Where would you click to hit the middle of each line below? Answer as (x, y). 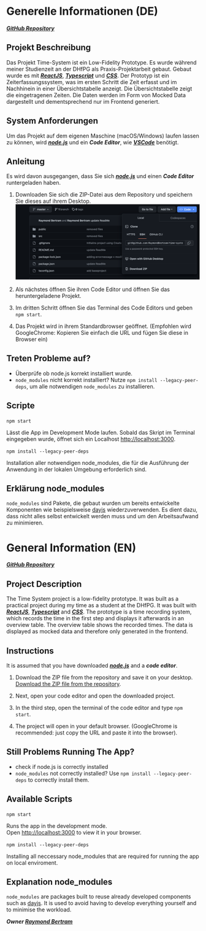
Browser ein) (31, 339)
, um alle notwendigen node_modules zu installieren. (91, 386)
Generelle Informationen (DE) (82, 11)
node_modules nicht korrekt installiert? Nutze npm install (86, 380)
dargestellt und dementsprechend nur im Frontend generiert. (83, 101)
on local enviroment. (32, 863)
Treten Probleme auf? (48, 358)
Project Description (44, 584)
